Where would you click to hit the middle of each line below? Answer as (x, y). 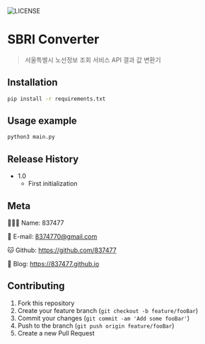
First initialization (53, 184)
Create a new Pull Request (56, 333)
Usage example (42, 121)
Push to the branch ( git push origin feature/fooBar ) (96, 326)
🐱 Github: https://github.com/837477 (62, 250)
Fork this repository (46, 303)
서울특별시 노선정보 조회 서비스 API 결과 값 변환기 (93, 59)
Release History (43, 159)
